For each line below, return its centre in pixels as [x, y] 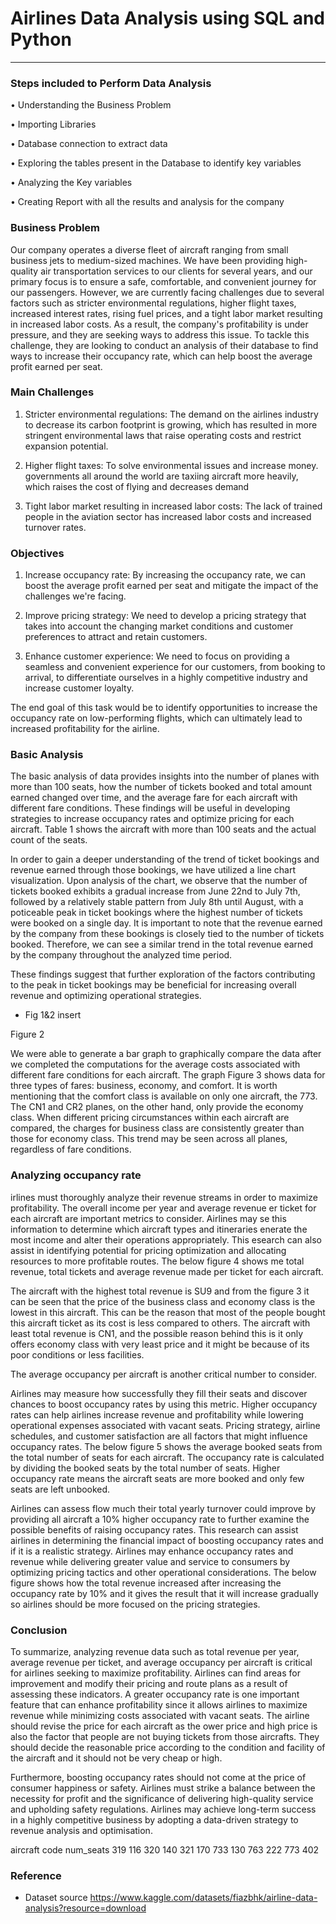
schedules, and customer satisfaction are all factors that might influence [159, 1436]
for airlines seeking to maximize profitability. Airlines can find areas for [155, 1673]
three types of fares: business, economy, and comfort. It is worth [144, 1086]
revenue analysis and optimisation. [81, 1831]
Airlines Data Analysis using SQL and [168, 18]
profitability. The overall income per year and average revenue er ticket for [163, 1208]
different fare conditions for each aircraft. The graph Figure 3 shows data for [168, 1075]
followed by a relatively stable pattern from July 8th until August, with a [157, 902]
